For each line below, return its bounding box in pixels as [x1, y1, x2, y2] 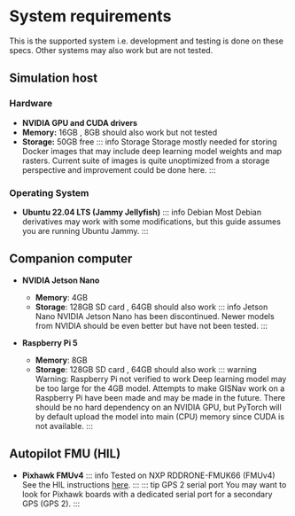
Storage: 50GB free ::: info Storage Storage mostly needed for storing [21, 136, 277, 147]
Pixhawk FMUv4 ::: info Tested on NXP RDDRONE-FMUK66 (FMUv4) [21, 470, 276, 481]
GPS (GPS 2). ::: [21, 498, 81, 509]
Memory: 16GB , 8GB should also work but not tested [21, 127, 218, 137]
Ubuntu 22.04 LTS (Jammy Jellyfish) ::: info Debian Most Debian [21, 207, 262, 217]
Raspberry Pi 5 [21, 337, 78, 348]
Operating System [9, 186, 89, 199]
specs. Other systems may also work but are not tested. [9, 44, 213, 55]
